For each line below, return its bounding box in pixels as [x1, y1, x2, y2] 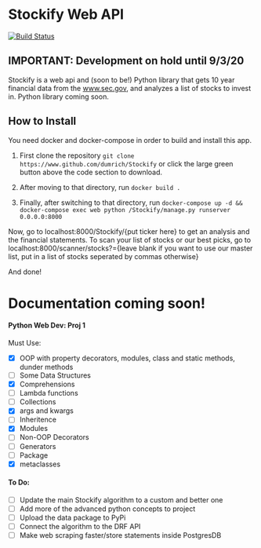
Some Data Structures [19, 371, 92, 380]
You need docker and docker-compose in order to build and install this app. [8, 135, 252, 144]
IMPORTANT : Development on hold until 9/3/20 [8, 54, 245, 68]
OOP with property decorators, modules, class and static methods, [19, 353, 235, 363]
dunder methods [19, 363, 74, 372]
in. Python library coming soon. [8, 92, 110, 101]
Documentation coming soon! [8, 294, 206, 312]
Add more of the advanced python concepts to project [19, 504, 196, 513]
